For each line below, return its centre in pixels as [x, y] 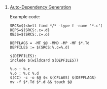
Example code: [25, 17]
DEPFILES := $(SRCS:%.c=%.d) [40, 47]
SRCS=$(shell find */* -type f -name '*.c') [56, 26]
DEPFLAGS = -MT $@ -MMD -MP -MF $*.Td [50, 43]
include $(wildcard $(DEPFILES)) [44, 60]
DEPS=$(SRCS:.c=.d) [30, 30]
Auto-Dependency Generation [40, 7]
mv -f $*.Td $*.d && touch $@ [41, 82]
